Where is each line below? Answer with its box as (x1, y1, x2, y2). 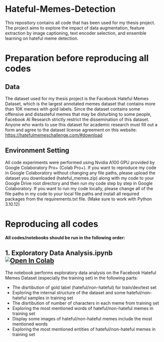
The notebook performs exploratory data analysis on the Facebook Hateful (5, 269, 156, 276)
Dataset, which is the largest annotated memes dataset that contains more (5, 101, 156, 107)
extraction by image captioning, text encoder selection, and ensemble (5, 30, 146, 36)
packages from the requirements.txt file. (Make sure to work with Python (5, 196, 152, 202)
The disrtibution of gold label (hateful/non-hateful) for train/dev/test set (12, 284, 157, 290)
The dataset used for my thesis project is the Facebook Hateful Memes (5, 95, 149, 101)
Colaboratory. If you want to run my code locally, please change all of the (5, 185, 153, 191)
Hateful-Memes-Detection (5, 3, 116, 15)
